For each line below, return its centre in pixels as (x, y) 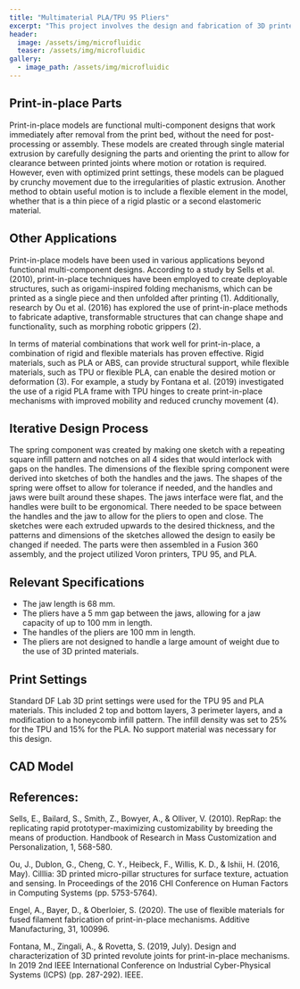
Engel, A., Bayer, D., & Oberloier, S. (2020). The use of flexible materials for (147, 910)
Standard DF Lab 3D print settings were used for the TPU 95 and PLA (137, 701)
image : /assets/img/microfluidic (79, 42)
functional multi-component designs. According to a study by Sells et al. (142, 270)
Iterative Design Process (79, 428)
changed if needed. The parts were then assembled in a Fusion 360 (134, 544)
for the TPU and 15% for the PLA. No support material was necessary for (143, 729)
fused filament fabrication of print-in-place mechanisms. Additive (129, 919)
